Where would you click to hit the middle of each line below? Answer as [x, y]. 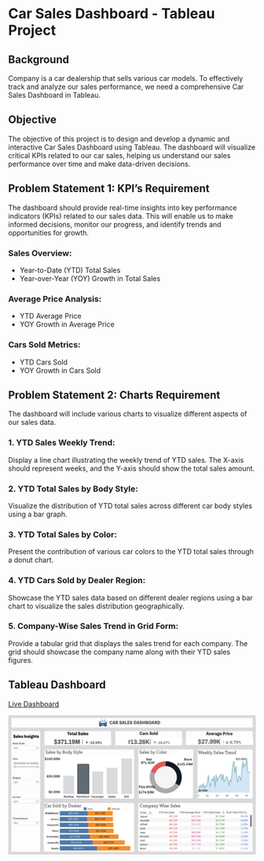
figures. [21, 660]
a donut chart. [31, 560]
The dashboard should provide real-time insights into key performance [123, 207]
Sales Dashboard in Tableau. [54, 95]
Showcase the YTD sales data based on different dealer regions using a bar [130, 597]
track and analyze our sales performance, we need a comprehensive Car [126, 87]
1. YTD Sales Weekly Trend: [62, 443]
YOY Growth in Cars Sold [60, 370]
